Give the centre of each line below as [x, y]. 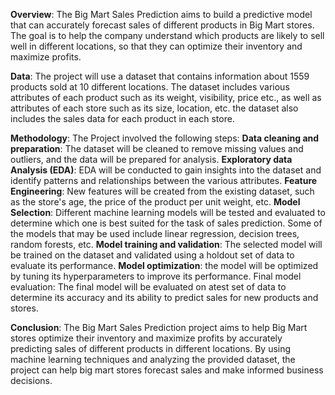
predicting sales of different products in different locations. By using [151, 348]
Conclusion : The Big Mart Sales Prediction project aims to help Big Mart [159, 327]
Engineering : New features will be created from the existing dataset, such [162, 191]
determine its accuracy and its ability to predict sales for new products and [164, 297]
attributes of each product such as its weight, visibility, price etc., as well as [166, 97]
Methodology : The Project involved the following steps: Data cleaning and [165, 138]
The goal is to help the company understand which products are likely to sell [167, 35]
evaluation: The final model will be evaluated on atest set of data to [148, 287]
